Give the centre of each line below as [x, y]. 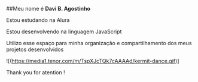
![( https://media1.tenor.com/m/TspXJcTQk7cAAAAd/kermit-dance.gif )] [93, 61]
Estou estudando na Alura [38, 20]
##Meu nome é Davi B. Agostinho [48, 9]
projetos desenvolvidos [35, 49]
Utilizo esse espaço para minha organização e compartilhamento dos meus [99, 43]
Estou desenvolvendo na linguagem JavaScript [64, 31]
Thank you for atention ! [36, 72]
